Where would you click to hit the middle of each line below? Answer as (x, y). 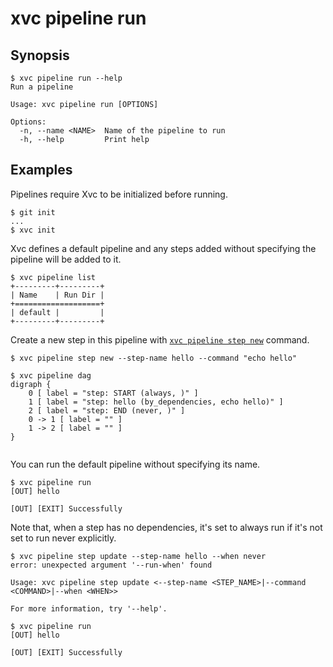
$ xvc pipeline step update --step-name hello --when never (138, 556)
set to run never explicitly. (63, 538)
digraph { (31, 384)
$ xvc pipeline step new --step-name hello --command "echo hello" (154, 358)
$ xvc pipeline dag (51, 375)
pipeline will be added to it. (66, 259)
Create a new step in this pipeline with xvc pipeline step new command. (160, 339)
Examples (41, 170)
